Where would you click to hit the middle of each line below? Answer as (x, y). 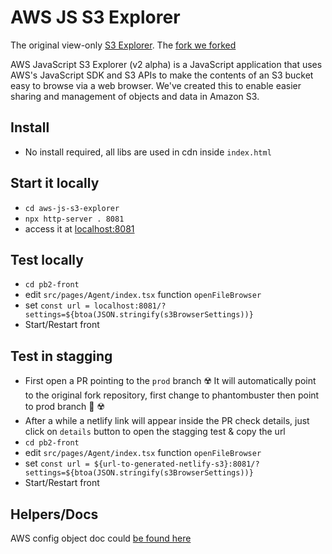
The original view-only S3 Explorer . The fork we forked (123, 45)
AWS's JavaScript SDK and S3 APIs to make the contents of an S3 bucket (162, 75)
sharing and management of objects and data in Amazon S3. (135, 96)
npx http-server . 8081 (74, 219)
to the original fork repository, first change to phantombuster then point (172, 395)
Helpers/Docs (54, 514)
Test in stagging (61, 356)
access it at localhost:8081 (79, 228)
